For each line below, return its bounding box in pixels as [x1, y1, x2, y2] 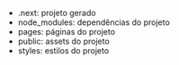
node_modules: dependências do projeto [17, 17, 171, 28]
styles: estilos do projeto [17, 45, 110, 56]
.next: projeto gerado [17, 8, 96, 18]
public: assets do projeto [17, 36, 110, 46]
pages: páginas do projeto [17, 27, 115, 37]
